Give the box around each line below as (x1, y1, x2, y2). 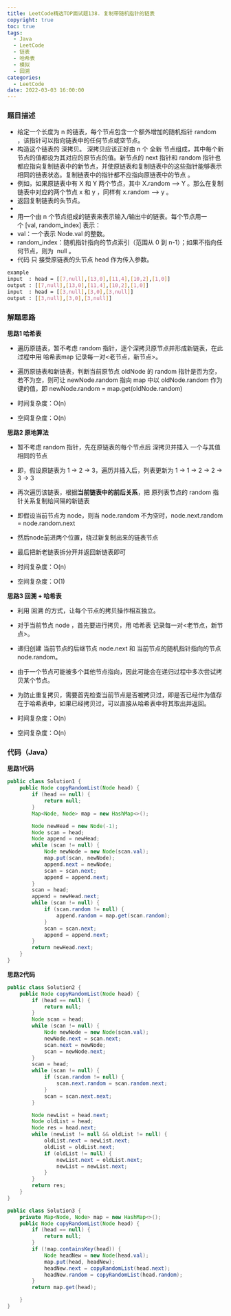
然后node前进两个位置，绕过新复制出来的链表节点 (16, 533, 159, 542)
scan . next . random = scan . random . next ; (56, 1080, 168, 1087)
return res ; (32, 1182, 67, 1189)
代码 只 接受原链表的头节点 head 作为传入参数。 (16, 255, 153, 264)
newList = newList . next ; (56, 1163, 128, 1170)
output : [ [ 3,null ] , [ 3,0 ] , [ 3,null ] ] (7, 295, 112, 301)
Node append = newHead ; (32, 836, 100, 842)
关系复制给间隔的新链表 (23, 497, 90, 505)
